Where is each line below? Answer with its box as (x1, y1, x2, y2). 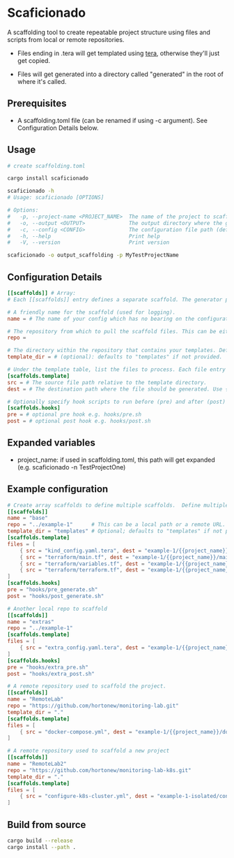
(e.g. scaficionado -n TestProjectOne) (17, 463, 126, 471)
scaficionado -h (7, 187, 54, 195)
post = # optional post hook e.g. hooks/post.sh (7, 418, 151, 425)
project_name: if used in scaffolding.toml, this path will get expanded (17, 456, 216, 464)
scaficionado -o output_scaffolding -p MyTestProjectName (7, 252, 179, 259)
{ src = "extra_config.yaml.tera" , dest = (19, 644, 145, 651)
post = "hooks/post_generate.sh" (7, 592, 104, 599)
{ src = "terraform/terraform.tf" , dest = (19, 567, 145, 574)
